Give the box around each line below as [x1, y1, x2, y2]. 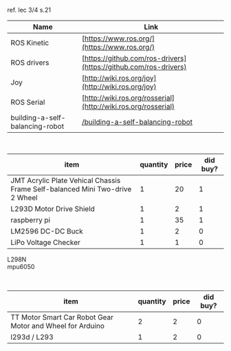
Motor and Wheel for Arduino [10, 321, 104, 330]
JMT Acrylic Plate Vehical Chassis [10, 175, 121, 185]
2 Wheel [10, 193, 38, 202]
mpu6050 [7, 263, 35, 270]
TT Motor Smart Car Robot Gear [10, 312, 114, 322]
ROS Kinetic [10, 38, 49, 47]
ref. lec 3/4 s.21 [7, 6, 52, 14]
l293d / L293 [10, 332, 54, 341]
